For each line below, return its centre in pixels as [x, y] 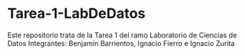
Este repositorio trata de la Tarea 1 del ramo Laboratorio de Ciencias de [122, 35]
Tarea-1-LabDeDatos [77, 14]
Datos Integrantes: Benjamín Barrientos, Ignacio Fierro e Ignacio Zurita [121, 43]
